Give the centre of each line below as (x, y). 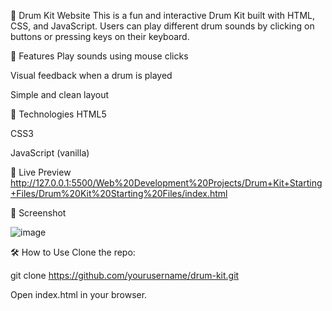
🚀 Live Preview (41, 172)
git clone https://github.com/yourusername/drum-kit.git (125, 275)
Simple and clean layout (59, 94)
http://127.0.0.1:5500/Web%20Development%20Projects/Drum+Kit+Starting (166, 183)
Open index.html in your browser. (79, 294)
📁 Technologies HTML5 (58, 114)
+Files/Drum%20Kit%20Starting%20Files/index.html (119, 193)
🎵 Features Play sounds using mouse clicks (99, 56)
